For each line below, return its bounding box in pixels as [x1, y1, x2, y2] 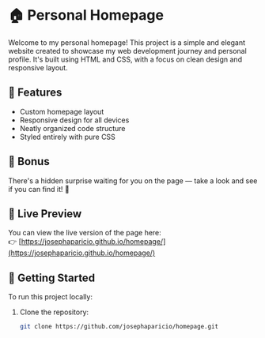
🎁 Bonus [8, 155, 50, 168]
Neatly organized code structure [19, 123, 126, 133]
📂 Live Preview [8, 207, 82, 220]
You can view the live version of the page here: [8, 228, 162, 238]
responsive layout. [8, 62, 69, 72]
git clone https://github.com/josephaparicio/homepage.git [19, 323, 219, 331]
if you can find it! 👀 [8, 184, 70, 193]
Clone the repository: [19, 307, 89, 317]
